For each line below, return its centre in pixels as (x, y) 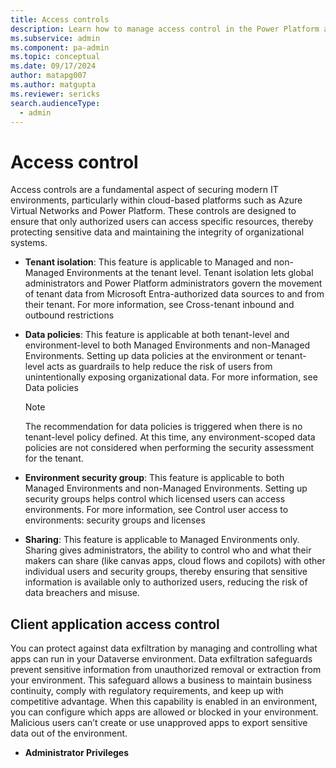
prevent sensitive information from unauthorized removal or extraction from (166, 670)
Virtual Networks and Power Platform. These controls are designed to (153, 211)
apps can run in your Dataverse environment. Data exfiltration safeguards (161, 659)
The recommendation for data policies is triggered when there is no (163, 427)
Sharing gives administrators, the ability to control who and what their (168, 550)
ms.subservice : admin (55, 38)
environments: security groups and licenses (115, 520)
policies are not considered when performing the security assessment (169, 448)
